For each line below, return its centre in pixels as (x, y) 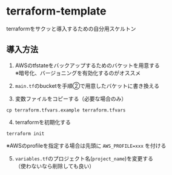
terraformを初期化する (43, 122)
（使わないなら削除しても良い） (55, 166)
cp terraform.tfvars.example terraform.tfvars (66, 110)
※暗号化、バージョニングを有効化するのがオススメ (78, 73)
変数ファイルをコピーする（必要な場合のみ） (71, 99)
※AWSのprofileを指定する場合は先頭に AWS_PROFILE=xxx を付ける (86, 145)
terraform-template (56, 11)
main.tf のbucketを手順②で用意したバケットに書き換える (87, 85)
